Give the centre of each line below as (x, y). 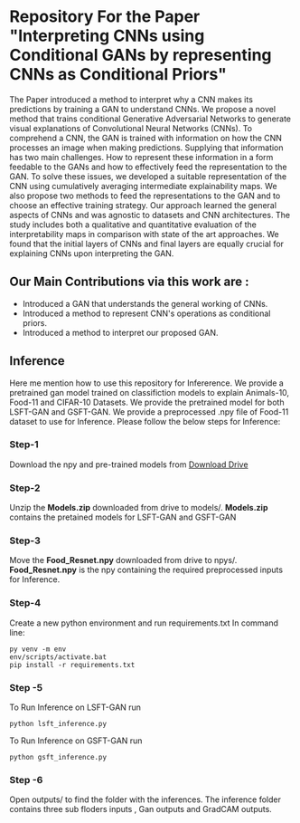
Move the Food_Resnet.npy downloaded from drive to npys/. (123, 560)
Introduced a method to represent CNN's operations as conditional (146, 313)
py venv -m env (38, 649)
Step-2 (25, 488)
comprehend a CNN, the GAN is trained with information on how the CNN (146, 138)
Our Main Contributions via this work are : (130, 282)
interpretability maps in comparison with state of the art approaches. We (144, 234)
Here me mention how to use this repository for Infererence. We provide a (147, 383)
